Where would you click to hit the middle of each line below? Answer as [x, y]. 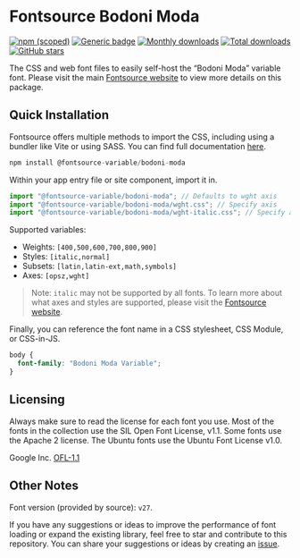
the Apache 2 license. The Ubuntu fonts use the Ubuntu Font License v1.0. [146, 440]
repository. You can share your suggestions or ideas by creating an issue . [145, 544]
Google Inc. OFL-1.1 [45, 457]
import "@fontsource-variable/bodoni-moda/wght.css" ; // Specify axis [143, 204]
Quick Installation [59, 115]
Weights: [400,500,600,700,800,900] [90, 247]
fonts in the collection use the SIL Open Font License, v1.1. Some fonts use [146, 430]
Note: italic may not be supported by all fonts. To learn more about [157, 293]
